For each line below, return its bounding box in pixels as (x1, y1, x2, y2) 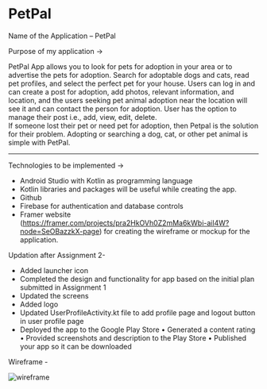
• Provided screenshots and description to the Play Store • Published (19, 333, 247, 342)
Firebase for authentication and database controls (19, 201, 184, 210)
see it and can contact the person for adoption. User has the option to (8, 104, 237, 114)
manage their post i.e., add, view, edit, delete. (8, 112, 157, 121)
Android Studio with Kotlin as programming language (19, 175, 193, 185)
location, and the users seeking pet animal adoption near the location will (8, 95, 248, 105)
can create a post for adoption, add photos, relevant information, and (8, 87, 234, 96)
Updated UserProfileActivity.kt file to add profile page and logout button (19, 307, 256, 318)
